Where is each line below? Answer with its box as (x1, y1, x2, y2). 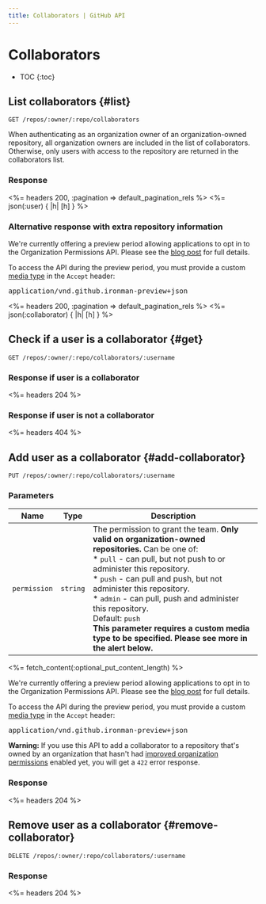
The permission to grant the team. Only (92, 524, 239, 535)
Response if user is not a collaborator (8, 410, 154, 421)
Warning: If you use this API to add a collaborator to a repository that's (8, 741, 240, 750)
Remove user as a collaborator (8, 818, 161, 832)
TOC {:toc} (19, 72, 55, 82)
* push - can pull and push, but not (92, 574, 223, 585)
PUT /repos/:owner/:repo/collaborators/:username (8, 472, 176, 480)
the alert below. (92, 643, 154, 654)
